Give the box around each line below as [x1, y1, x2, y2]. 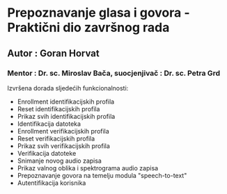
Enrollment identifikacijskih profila [17, 97, 115, 106]
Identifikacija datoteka [17, 120, 81, 128]
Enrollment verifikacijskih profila [17, 127, 109, 135]
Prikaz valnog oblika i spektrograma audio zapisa [17, 163, 159, 172]
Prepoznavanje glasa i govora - [7, 5, 190, 21]
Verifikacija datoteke [17, 149, 77, 157]
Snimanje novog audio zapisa [17, 156, 102, 165]
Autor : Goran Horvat [7, 47, 100, 59]
